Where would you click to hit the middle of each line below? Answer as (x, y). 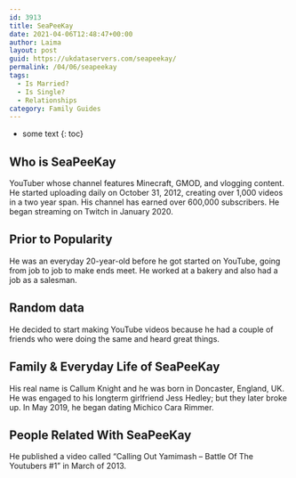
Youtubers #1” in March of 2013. (68, 466)
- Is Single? (41, 92)
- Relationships (47, 100)
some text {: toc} (53, 134)
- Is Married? (43, 84)
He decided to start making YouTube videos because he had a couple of (141, 329)
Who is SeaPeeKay (63, 162)
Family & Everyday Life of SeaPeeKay (115, 367)
